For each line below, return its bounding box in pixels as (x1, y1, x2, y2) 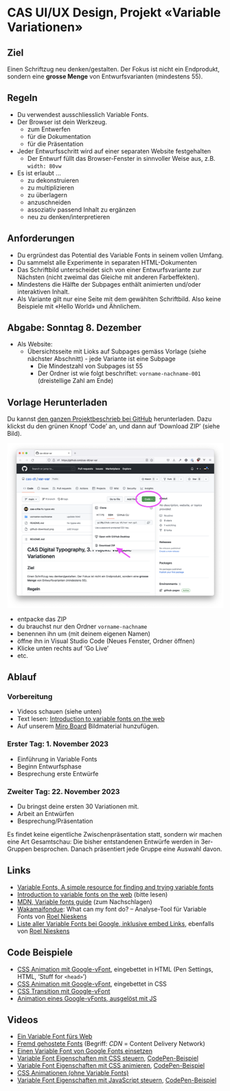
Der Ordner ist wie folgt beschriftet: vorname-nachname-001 (37, 369, 201, 377)
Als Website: (16, 340, 53, 349)
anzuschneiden (27, 198, 71, 206)
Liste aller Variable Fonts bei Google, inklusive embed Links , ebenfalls (16, 919, 215, 927)
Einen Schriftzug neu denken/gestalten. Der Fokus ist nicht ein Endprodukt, (7, 65, 220, 73)
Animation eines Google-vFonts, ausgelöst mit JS (16, 994, 157, 1002)
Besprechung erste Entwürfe (16, 769, 99, 778)
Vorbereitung (7, 692, 53, 701)
